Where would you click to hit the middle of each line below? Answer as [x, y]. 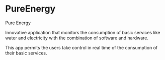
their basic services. [26, 53]
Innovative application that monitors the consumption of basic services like [83, 32]
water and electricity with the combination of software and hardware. [77, 38]
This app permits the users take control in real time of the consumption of [81, 47]
